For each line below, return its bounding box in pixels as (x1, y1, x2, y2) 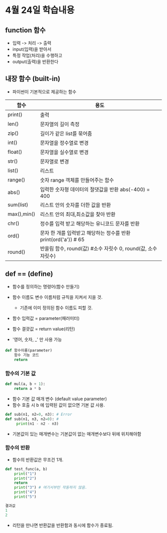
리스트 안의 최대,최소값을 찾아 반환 (40, 211, 116, 218)
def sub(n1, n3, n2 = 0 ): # (5, 416, 59, 422)
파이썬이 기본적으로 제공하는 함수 (12, 89, 77, 94)
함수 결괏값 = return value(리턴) (12, 326, 76, 332)
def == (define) (5, 269, 53, 278)
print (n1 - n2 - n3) (16, 421, 59, 426)
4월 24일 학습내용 (5, 4, 75, 16)
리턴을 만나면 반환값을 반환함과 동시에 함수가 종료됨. (12, 522, 113, 528)
